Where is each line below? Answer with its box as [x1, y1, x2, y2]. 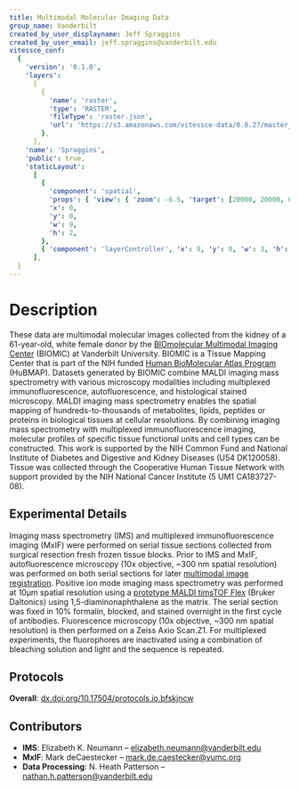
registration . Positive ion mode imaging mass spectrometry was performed [9, 577, 284, 588]
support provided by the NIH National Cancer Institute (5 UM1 [9, 471, 235, 482]
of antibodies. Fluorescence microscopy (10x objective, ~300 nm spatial [9, 615, 274, 626]
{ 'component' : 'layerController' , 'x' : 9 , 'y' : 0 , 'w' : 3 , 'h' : [41, 245, 289, 254]
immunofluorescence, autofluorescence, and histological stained [9, 386, 247, 396]
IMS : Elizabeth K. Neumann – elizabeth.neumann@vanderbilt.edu [21, 743, 262, 753]
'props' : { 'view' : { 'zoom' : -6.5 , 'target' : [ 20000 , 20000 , [48, 195, 285, 205]
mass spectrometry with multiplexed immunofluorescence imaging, [9, 424, 256, 435]
